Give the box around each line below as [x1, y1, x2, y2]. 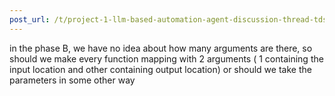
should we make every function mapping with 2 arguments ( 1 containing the [9, 52, 324, 65]
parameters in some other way [9, 74, 136, 86]
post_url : [9, 14, 51, 25]
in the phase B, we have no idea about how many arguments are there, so [9, 42, 313, 54]
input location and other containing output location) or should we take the [9, 63, 312, 75]
